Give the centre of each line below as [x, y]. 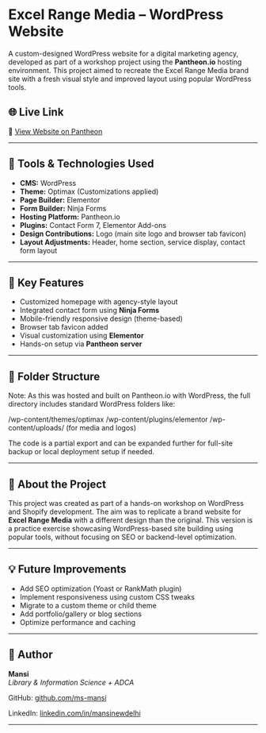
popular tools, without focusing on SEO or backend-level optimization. [123, 537]
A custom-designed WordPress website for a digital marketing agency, [123, 53]
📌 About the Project [57, 484]
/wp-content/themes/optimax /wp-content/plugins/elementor [108, 419]
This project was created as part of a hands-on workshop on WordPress [126, 503]
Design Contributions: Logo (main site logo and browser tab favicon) [133, 233]
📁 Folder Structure [54, 376]
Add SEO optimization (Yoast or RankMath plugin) [101, 588]
